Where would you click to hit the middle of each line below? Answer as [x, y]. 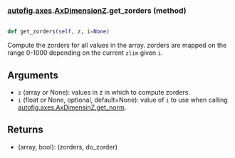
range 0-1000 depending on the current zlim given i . [85, 53]
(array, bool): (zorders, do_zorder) [68, 147]
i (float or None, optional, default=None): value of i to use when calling [122, 100]
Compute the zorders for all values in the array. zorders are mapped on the [117, 46]
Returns [26, 130]
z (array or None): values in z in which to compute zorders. [104, 92]
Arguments [33, 75]
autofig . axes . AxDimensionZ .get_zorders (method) [97, 11]
